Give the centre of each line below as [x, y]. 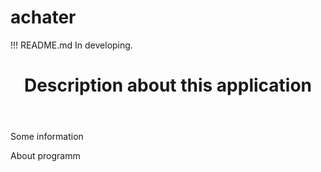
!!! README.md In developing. [71, 45]
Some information [47, 137]
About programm [45, 156]
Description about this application [168, 85]
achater [43, 17]
